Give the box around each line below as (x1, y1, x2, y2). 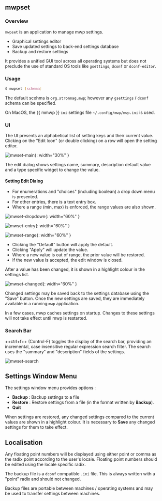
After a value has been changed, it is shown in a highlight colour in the (5, 266, 145, 272)
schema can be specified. (5, 100, 57, 106)
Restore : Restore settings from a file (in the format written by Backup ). (12, 399, 154, 406)
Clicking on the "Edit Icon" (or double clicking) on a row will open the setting (5, 138, 157, 144)
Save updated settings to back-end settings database (12, 43, 119, 49)
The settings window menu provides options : (5, 385, 96, 391)
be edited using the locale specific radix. (5, 462, 86, 468)
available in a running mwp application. (5, 301, 80, 307)
